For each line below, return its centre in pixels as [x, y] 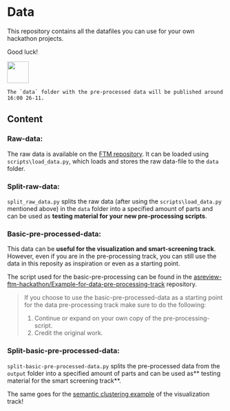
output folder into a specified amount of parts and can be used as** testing [114, 373]
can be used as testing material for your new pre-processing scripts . [107, 216]
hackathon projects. [35, 38]
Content [25, 119]
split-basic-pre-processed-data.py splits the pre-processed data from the [114, 365]
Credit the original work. [69, 333]
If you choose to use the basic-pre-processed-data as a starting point [123, 298]
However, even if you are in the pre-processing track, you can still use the [112, 257]
